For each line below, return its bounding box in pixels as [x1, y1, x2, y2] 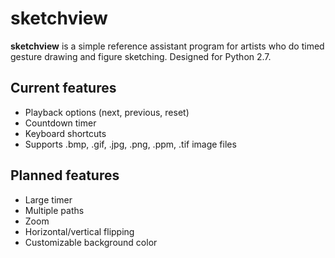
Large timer [24, 193, 73, 206]
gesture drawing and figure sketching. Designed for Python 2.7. [10, 50, 272, 62]
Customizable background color [24, 236, 158, 248]
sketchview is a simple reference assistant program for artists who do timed [10, 40, 325, 52]
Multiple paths [24, 204, 85, 216]
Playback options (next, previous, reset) [24, 106, 190, 118]
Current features [10, 80, 117, 97]
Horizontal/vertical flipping [24, 225, 135, 237]
